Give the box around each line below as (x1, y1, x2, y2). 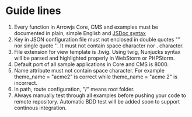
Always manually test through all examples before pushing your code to (13, 92, 186, 99)
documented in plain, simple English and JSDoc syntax (13, 29, 146, 36)
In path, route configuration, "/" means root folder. (13, 85, 135, 92)
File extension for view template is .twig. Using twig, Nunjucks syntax (13, 48, 181, 55)
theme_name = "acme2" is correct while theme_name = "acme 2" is (13, 73, 178, 80)
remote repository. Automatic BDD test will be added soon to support (13, 98, 180, 105)
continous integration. (13, 104, 67, 111)
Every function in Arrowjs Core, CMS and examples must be (13, 23, 159, 30)
